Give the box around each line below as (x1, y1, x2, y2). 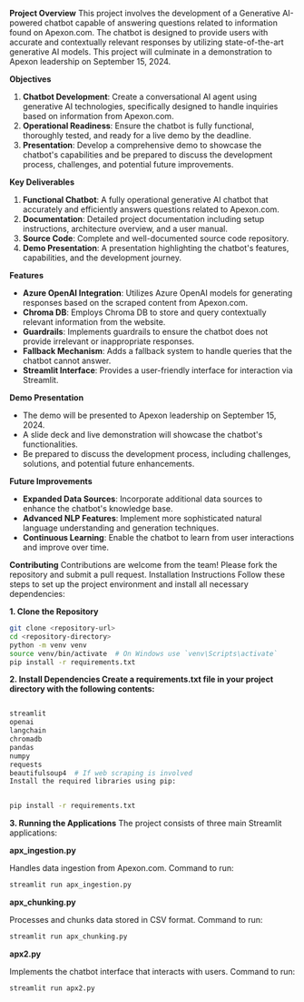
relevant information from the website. (22, 317, 166, 327)
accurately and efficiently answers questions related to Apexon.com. (22, 204, 279, 215)
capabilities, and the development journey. (22, 252, 181, 263)
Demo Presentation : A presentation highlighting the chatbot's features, (22, 243, 289, 253)
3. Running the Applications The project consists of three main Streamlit (9, 818, 282, 829)
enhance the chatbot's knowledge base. (22, 503, 174, 513)
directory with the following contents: (9, 683, 155, 694)
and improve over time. (22, 541, 110, 552)
